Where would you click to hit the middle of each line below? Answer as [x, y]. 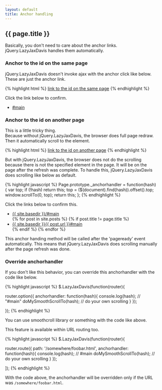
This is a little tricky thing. [31, 130]
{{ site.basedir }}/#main [36, 213]
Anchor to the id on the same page [47, 63]
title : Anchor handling [29, 14]
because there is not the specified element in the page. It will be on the [76, 165]
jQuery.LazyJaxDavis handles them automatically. [55, 51]
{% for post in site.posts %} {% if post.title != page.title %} [71, 219]
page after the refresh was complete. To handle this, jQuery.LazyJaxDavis [79, 170]
